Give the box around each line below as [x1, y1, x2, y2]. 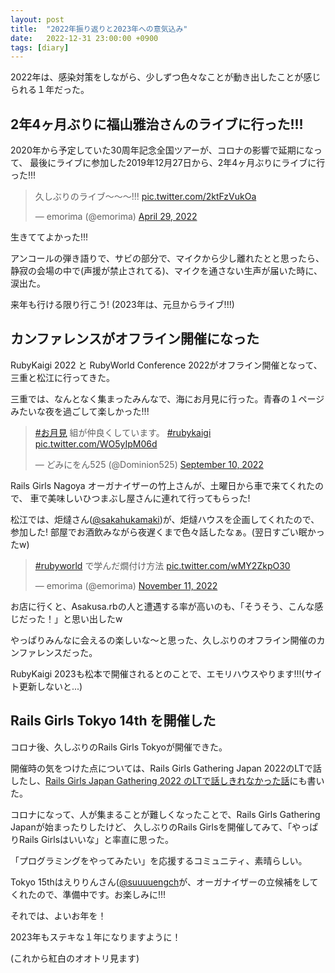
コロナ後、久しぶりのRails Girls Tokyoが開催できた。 [10, 741, 228, 753]
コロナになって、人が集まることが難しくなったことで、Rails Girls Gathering [10, 808, 321, 820]
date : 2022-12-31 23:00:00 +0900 [10, 33, 159, 43]
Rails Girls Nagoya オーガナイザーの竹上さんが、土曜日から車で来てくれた [10, 479, 315, 491]
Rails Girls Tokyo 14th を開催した [10, 712, 217, 730]
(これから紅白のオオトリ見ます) [10, 952, 140, 964]
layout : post [10, 14, 65, 25]
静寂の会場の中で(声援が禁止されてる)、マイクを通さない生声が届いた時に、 [10, 265, 323, 277]
